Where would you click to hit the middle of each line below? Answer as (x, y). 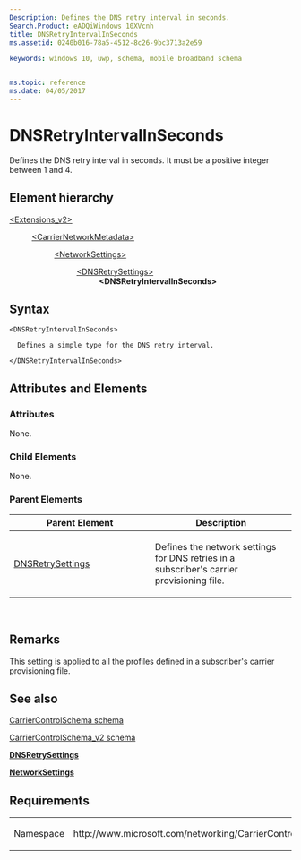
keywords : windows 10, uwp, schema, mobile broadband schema (126, 59)
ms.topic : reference (48, 83)
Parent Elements (46, 500)
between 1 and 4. (41, 169)
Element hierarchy (61, 198)
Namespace (39, 834)
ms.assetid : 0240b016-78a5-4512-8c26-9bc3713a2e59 (106, 43)
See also (34, 698)
